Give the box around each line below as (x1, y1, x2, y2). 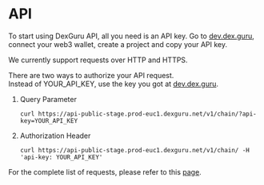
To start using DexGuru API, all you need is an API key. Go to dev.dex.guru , (8, 31, 254, 41)
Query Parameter (19, 94, 78, 104)
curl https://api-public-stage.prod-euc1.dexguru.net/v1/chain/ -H (19, 146, 250, 154)
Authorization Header (19, 131, 91, 140)
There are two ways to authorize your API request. (8, 70, 174, 80)
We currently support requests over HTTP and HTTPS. (8, 55, 188, 65)
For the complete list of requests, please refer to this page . (8, 167, 202, 176)
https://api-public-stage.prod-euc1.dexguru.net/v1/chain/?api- (38, 109, 258, 118)
